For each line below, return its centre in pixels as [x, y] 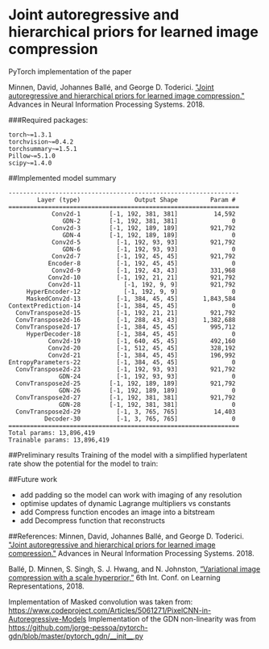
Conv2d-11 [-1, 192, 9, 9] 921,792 [142, 284]
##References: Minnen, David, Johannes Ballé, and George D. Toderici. [126, 536]
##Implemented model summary [62, 178]
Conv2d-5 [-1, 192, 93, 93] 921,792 [143, 242]
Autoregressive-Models [48, 618]
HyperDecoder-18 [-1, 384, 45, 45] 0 [131, 334]
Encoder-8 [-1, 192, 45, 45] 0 [142, 263]
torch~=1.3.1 [30, 135]
